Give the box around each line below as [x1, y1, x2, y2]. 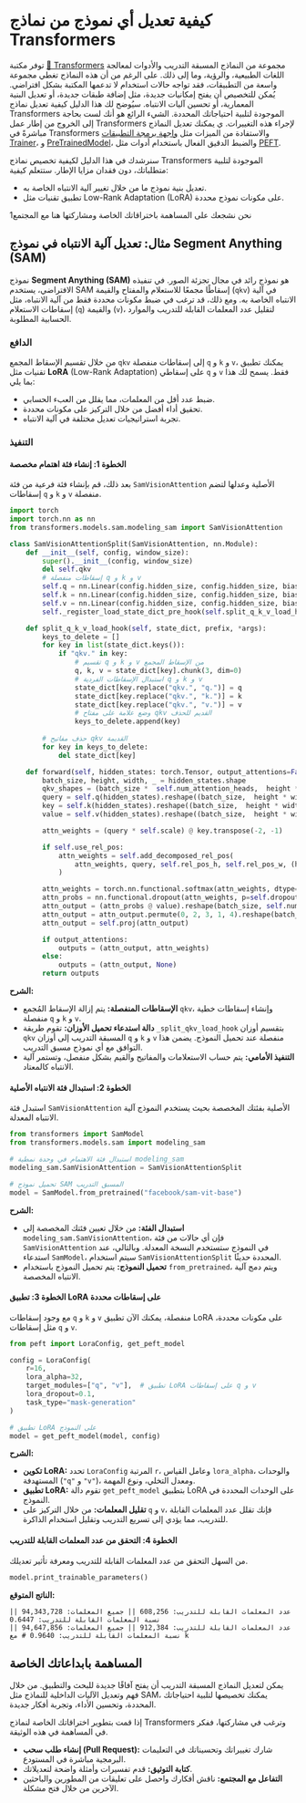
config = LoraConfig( [9, 1355, 92, 1364]
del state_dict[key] [57, 751, 137, 760]
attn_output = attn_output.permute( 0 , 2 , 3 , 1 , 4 [42, 909, 234, 919]
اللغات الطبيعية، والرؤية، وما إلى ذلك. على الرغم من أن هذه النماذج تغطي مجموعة [9, 69, 285, 80]
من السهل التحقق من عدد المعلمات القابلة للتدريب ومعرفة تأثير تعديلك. [9, 1555, 249, 1566]
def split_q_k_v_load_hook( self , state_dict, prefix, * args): [25, 624, 267, 633]
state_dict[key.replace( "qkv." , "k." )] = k [74, 691, 243, 700]
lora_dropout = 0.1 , [25, 1390, 96, 1399]
